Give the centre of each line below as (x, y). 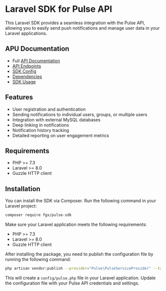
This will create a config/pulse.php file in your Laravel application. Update (80, 278)
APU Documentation (37, 49)
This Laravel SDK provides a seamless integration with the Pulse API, (75, 23)
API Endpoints (26, 66)
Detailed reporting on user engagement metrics (61, 135)
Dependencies (27, 76)
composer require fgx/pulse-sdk (38, 215)
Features (19, 97)
